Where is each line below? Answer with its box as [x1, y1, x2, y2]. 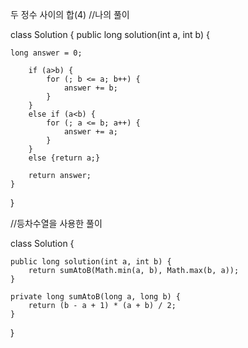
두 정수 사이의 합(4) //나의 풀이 [10, 9, 130, 20]
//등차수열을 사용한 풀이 [10, 218, 103, 229]
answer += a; [63, 127, 118, 137]
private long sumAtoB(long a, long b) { [10, 292, 182, 302]
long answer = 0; [10, 48, 83, 58]
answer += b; [63, 83, 118, 93]
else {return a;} [28, 153, 101, 163]
